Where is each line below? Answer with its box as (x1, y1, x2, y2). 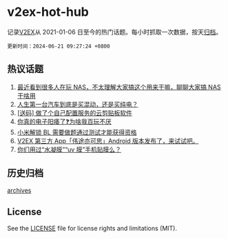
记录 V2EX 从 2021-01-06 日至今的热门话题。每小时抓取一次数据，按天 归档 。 (7, 28, 222, 36)
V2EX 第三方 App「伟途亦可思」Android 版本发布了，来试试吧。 (17, 136, 199, 145)
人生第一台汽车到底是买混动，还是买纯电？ (17, 100, 138, 108)
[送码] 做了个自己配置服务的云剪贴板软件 (17, 108, 132, 117)
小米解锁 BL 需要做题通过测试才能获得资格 (17, 128, 137, 136)
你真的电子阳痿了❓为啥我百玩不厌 (17, 117, 112, 125)
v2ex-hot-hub (7, 4, 90, 20)
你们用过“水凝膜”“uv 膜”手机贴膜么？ (17, 145, 122, 154)
